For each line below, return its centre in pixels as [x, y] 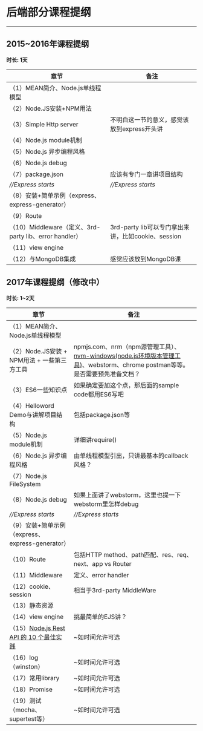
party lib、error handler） [46, 236]
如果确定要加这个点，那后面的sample [126, 385]
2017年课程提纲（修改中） [55, 282]
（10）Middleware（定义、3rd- [55, 227]
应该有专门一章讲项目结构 [146, 174]
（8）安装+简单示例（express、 [55, 195]
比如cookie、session [151, 236]
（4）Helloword [32, 405]
